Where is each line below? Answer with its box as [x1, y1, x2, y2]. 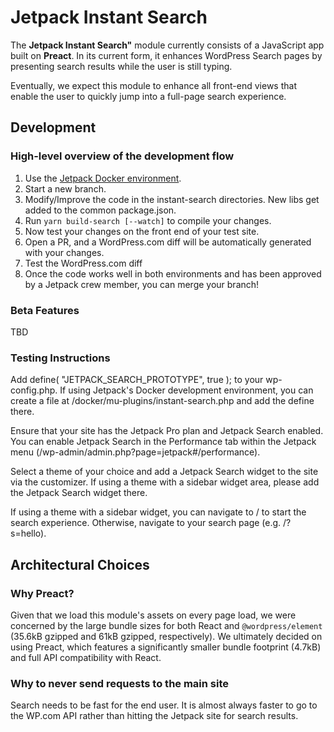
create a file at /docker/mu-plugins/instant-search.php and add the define [10, 395, 315, 407]
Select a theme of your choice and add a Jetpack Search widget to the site [10, 466, 319, 478]
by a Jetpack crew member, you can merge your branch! [24, 278, 260, 290]
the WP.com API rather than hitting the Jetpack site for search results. [10, 710, 299, 722]
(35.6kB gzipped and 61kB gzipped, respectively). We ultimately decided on [10, 630, 323, 642]
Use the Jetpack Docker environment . [24, 172, 182, 184]
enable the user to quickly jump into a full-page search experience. [10, 90, 287, 102]
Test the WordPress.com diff [24, 257, 143, 269]
